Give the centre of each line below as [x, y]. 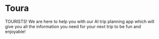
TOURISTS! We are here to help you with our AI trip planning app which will [80, 21]
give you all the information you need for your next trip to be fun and [73, 26]
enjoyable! [15, 31]
